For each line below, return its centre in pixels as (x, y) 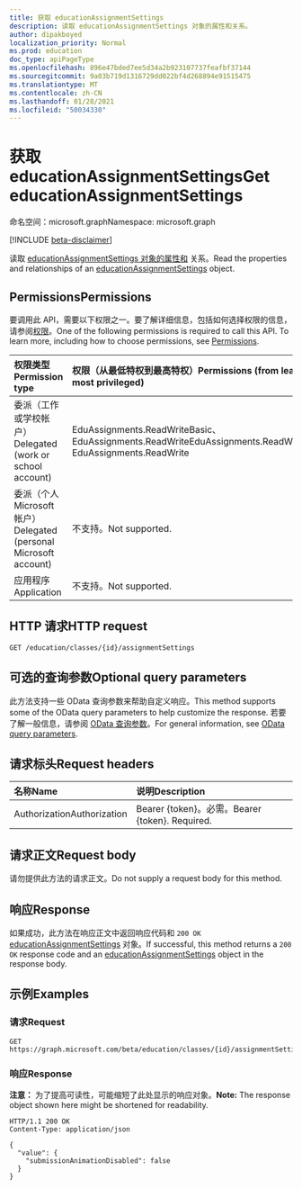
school (28, 466)
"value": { (38, 1153)
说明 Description (171, 791)
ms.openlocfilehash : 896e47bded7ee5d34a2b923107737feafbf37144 (130, 68)
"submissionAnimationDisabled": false (98, 1161)
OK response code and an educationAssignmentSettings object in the (137, 954)
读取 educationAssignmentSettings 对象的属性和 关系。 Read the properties (148, 258)
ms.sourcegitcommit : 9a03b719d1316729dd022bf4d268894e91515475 (130, 77)
